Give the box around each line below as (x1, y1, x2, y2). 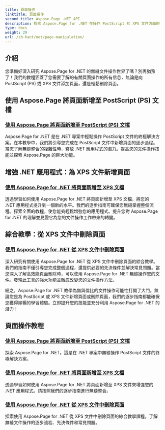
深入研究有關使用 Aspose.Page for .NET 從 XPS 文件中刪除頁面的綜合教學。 (5, 258, 158, 264)
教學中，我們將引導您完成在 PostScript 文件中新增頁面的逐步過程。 (22, 140, 158, 146)
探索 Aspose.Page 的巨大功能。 (13, 152, 78, 158)
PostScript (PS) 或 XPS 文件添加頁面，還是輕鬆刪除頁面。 (5, 80, 121, 86)
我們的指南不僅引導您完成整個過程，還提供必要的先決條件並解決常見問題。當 (5, 265, 160, 270)
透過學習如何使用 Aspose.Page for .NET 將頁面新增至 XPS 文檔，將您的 (5, 196, 149, 202)
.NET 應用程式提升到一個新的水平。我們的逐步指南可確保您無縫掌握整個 (5, 202, 150, 208)
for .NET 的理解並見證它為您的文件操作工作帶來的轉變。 (5, 215, 118, 221)
